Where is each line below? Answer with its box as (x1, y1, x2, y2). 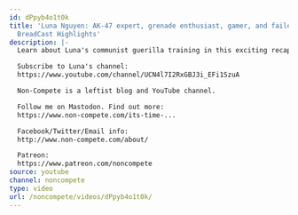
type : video (9, 184, 53, 193)
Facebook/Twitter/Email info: (17, 126, 129, 136)
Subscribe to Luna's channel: (17, 62, 129, 71)
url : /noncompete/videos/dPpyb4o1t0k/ (9, 192, 153, 201)
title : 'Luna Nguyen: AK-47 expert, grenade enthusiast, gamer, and (9, 21, 268, 30)
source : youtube (9, 168, 69, 177)
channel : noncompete (9, 176, 86, 185)
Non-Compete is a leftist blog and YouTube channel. (17, 86, 216, 95)
